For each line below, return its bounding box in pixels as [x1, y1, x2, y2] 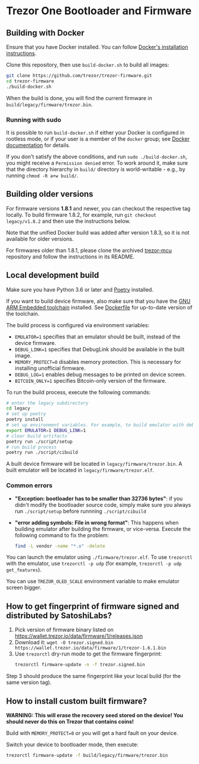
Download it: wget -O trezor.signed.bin [14, 639, 114, 646]
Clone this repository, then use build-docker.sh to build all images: [6, 61, 169, 68]
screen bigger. [6, 584, 41, 591]
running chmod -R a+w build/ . [6, 172, 79, 179]
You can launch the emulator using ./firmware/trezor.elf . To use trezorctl [6, 554, 192, 561]
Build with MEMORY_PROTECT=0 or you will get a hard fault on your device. [6, 729, 179, 736]
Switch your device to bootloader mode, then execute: [6, 741, 139, 748]
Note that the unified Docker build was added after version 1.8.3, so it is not [6, 229, 190, 236]
